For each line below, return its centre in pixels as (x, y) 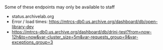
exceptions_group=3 (32, 42)
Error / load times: (30, 22)
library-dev (23, 27)
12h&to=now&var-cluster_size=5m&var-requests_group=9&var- (75, 37)
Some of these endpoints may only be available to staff (60, 7)
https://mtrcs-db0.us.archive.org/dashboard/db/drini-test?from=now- (81, 32)
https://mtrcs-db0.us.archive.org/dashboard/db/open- (103, 22)
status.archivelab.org (33, 16)
